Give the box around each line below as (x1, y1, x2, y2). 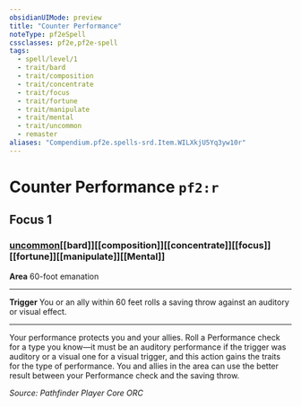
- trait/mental (17, 113, 74, 122)
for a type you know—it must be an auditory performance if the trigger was (9, 342, 287, 352)
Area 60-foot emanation (9, 271, 99, 281)
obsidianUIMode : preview (9, 13, 102, 22)
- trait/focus (17, 88, 70, 97)
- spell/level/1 (17, 55, 78, 64)
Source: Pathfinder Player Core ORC (9, 387, 144, 398)
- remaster (17, 130, 58, 139)
